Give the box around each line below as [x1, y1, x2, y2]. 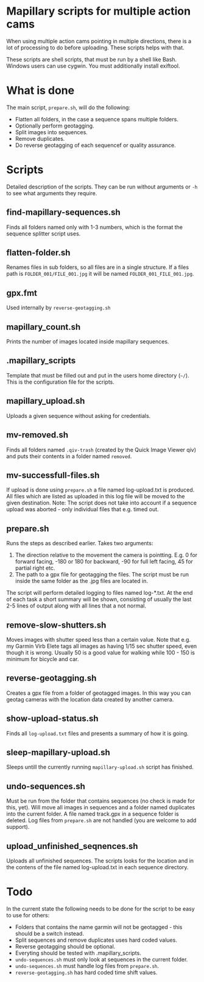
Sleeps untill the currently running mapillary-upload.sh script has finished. [6, 764, 194, 771]
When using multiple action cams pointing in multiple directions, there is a [6, 37, 192, 45]
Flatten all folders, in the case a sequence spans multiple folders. [15, 115, 178, 123]
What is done [6, 84, 75, 98]
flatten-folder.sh [6, 248, 71, 258]
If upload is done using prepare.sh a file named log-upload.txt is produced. [6, 486, 195, 493]
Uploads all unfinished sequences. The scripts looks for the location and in [6, 857, 194, 864]
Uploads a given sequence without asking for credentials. [6, 412, 151, 419]
